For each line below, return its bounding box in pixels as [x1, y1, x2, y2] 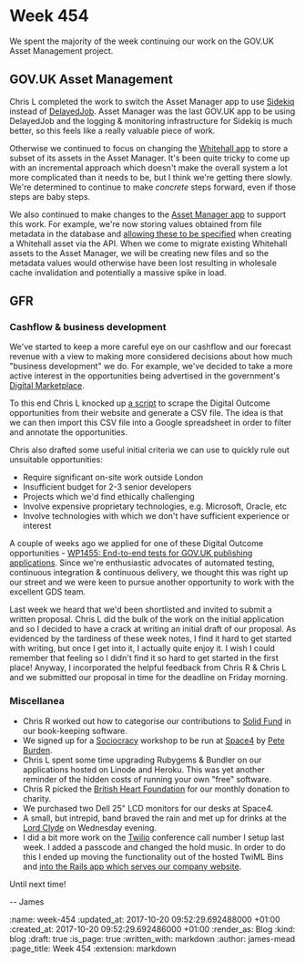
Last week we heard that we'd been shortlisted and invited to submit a [9, 604, 273, 616]
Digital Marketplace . [9, 380, 85, 391]
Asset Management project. [9, 45, 114, 56]
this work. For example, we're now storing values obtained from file [9, 218, 262, 229]
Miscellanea [9, 695, 66, 708]
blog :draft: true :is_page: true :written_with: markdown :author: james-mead [9, 933, 296, 944]
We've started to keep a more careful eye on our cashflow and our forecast [9, 341, 291, 352]
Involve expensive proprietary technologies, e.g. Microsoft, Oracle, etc [22, 501, 288, 512]
